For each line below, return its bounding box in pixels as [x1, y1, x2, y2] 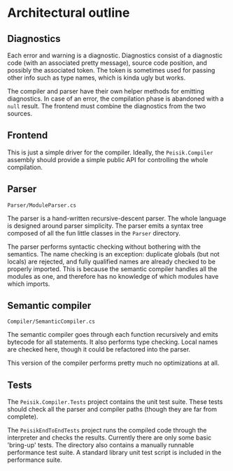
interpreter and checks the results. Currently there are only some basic [7, 433, 212, 442]
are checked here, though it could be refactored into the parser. [7, 345, 191, 354]
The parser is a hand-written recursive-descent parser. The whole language [7, 214, 227, 222]
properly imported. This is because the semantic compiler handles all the [7, 264, 218, 273]
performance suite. [7, 456, 63, 464]
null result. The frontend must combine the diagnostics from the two [7, 102, 206, 110]
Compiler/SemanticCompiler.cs [7, 318, 96, 326]
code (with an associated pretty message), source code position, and [7, 59, 208, 67]
